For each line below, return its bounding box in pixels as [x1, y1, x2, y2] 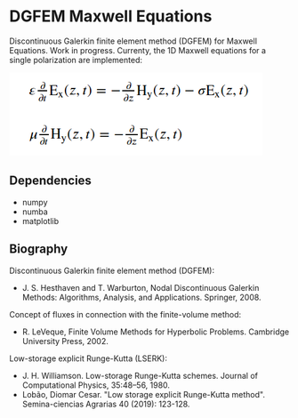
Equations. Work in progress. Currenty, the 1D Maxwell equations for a [9, 44, 267, 55]
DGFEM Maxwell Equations [9, 6, 213, 27]
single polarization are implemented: [9, 54, 142, 65]
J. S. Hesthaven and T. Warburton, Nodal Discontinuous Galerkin [21, 282, 260, 293]
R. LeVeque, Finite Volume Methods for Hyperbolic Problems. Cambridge [21, 326, 290, 337]
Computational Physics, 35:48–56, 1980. [21, 380, 171, 390]
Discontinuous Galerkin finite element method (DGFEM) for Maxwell [9, 36, 258, 46]
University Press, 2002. [21, 335, 109, 346]
